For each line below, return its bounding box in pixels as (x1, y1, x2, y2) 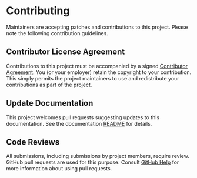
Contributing (6, 4, 70, 18)
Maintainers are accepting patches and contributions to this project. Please (6, 23, 188, 31)
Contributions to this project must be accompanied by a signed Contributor (6, 62, 188, 69)
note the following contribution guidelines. (6, 29, 108, 36)
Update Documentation (6, 98, 94, 108)
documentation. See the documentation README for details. (6, 120, 152, 127)
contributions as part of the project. (6, 81, 92, 88)
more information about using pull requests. (6, 165, 112, 172)
